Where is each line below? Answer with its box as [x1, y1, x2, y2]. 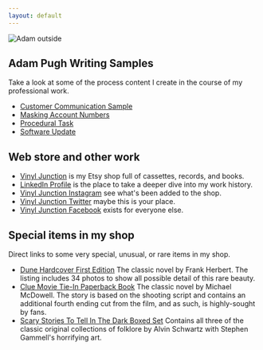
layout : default [8, 11, 62, 20]
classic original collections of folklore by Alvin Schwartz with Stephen [19, 324, 249, 334]
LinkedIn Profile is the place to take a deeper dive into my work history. [19, 180, 253, 190]
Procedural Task [19, 119, 74, 128]
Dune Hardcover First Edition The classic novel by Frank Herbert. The [19, 265, 249, 275]
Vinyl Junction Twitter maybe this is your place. [19, 197, 176, 206]
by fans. [19, 308, 47, 317]
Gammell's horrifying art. [19, 332, 102, 343]
